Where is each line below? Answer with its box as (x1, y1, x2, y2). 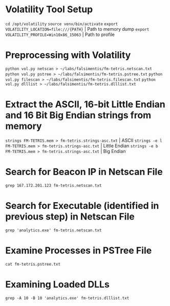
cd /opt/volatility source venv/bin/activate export (5, 21, 118, 27)
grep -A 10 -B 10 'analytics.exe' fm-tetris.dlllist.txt (5, 295, 130, 300)
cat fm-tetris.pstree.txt (5, 261, 60, 267)
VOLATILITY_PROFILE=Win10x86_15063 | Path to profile (5, 31, 115, 37)
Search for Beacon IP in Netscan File (5, 166, 163, 178)
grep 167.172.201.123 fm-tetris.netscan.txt (5, 183, 102, 188)
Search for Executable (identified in (5, 200, 159, 211)
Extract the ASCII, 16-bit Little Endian (5, 99, 165, 111)
